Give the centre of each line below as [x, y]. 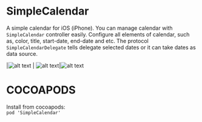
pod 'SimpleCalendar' [34, 113]
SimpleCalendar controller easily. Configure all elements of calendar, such [98, 34]
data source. [22, 53]
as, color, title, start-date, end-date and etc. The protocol [77, 41]
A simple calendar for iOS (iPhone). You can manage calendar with [89, 28]
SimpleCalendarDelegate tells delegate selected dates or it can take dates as [101, 47]
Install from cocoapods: [36, 107]
